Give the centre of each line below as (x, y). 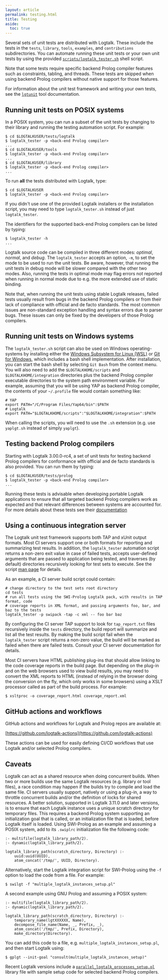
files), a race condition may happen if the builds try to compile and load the (83, 787)
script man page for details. (34, 569)
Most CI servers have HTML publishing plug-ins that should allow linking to (83, 660)
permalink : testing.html (31, 15)
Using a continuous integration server (66, 525)
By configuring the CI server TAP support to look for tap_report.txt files (80, 624)
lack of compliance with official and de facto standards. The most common (82, 304)
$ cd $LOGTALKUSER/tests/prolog (39, 476)
